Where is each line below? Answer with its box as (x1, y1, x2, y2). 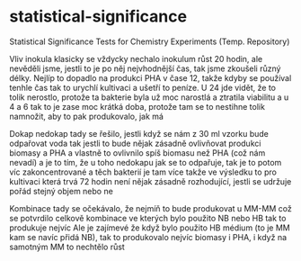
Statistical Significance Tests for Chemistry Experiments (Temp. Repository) (9, 36, 290, 47)
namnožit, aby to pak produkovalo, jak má (9, 111, 164, 121)
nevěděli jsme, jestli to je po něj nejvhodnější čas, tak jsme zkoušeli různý (9, 63, 281, 74)
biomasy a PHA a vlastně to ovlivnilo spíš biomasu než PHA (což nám (9, 147, 266, 158)
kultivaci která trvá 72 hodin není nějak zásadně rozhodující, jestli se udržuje (9, 175, 292, 186)
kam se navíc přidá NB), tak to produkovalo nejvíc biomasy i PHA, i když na (9, 231, 288, 242)
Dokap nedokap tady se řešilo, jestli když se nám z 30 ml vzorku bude (9, 128, 270, 139)
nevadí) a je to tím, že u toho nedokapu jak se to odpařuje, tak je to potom (9, 157, 282, 167)
